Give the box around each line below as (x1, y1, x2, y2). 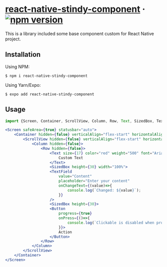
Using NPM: (5, 63, 30, 69)
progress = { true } (58, 211, 92, 216)
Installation (5, 50, 41, 59)
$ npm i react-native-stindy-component (5, 73, 88, 78)
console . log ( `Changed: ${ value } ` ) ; (67, 188, 141, 193)
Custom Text (58, 155, 83, 160)
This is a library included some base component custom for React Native (5, 30, 154, 36)
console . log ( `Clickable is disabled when (67, 220, 155, 225)
